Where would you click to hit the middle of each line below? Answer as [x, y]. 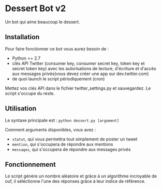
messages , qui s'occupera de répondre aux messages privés [71, 149]
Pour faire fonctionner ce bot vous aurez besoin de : [57, 48]
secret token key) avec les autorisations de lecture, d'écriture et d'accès [84, 68]
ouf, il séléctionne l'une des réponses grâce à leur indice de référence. [75, 181]
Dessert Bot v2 [36, 8]
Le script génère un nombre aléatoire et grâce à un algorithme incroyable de [81, 176]
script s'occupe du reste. [30, 93]
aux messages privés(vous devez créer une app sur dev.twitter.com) [80, 74]
